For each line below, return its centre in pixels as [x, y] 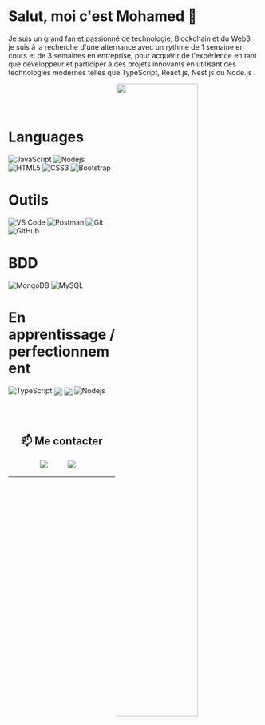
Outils [29, 200]
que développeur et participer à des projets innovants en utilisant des [123, 64]
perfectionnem [59, 351]
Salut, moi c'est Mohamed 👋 [103, 16]
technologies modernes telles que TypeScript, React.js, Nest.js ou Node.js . [132, 72]
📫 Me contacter [61, 442]
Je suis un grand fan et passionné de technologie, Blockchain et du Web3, [131, 38]
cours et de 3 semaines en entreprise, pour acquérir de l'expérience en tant [133, 55]
